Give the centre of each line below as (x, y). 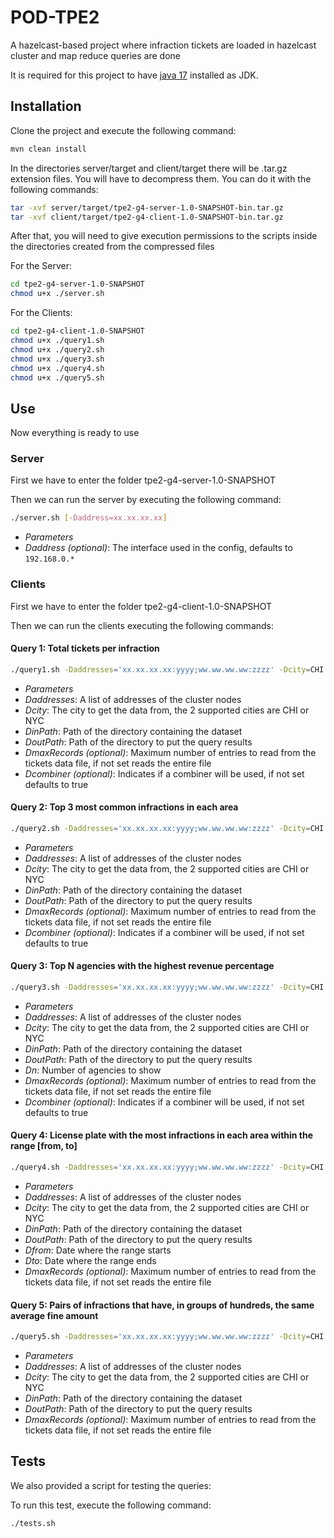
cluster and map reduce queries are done (95, 55)
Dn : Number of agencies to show (93, 1070)
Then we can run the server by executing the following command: (146, 500)
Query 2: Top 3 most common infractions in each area (124, 807)
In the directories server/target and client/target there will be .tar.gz (149, 168)
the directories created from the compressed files (112, 247)
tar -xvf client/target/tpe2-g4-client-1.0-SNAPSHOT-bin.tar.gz (147, 217)
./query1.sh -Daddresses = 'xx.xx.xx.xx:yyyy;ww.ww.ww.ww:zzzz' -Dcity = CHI (167, 669)
